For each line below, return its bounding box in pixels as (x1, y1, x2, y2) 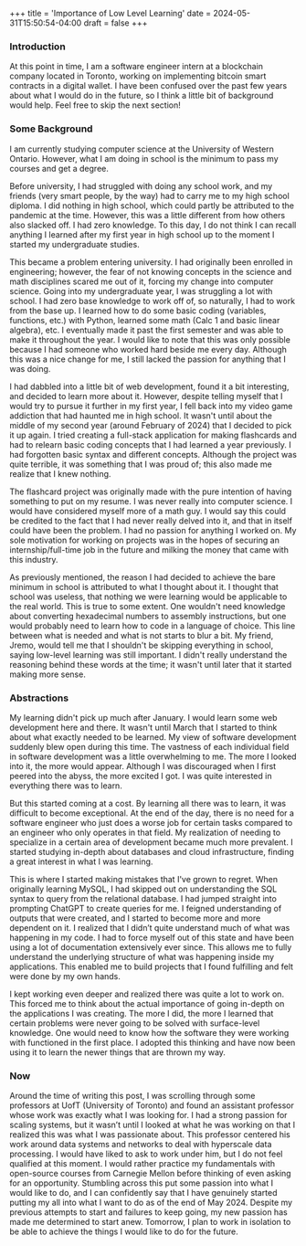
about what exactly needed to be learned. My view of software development (9, 731, 297, 743)
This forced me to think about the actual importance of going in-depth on (9, 998, 285, 1008)
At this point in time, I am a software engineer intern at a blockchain (9, 61, 263, 72)
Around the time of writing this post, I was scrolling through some (9, 1091, 256, 1102)
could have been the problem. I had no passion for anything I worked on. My (9, 524, 297, 535)
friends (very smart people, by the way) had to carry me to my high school (9, 190, 290, 201)
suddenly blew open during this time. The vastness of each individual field (9, 741, 290, 752)
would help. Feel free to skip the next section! (9, 100, 181, 111)
